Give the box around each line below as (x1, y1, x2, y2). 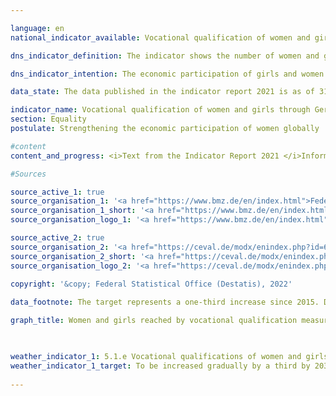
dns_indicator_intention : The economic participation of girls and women (10, 69, 325, 79)
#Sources (10, 169, 47, 179)
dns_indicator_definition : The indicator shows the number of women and (10, 51, 320, 61)
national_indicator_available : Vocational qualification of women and (10, 32, 311, 43)
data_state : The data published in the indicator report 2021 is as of (10, 87, 315, 97)
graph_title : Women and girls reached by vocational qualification (10, 316, 298, 326)
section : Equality (10, 114, 87, 125)
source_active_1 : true (10, 187, 105, 197)
